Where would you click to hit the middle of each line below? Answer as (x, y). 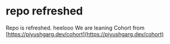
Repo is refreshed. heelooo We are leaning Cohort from (75, 28)
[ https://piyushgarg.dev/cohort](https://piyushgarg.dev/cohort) (85, 34)
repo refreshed (44, 11)
